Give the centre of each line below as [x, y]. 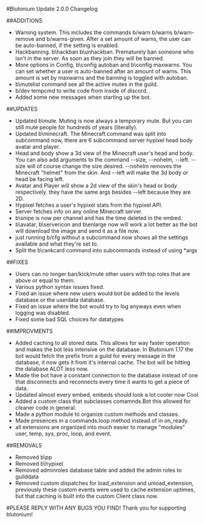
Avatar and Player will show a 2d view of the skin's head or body [96, 186]
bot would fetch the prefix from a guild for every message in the [95, 356]
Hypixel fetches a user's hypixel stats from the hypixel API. [89, 205]
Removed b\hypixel [39, 464]
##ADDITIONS [24, 20]
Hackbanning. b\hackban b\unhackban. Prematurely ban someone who [104, 52]
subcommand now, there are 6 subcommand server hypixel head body [104, 140]
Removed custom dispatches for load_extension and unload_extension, [104, 483]
